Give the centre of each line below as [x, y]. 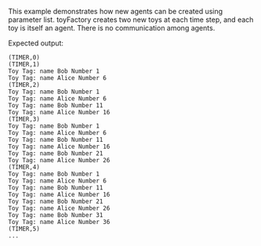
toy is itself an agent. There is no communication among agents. [112, 28]
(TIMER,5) [24, 229]
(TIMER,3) [24, 119]
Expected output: [36, 43]
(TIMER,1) [24, 64]
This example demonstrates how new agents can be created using [116, 11]
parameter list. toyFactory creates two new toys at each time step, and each [131, 20]
